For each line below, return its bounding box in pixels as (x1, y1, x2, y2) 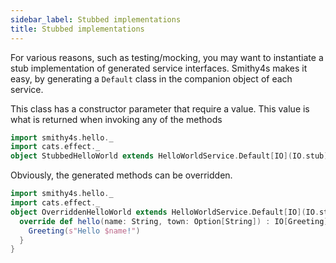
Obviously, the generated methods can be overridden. (10, 169, 233, 181)
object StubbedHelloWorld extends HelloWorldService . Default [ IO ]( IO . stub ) (10, 151, 329, 161)
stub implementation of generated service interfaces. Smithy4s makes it (10, 62, 308, 74)
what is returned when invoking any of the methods (10, 113, 223, 125)
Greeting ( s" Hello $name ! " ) (28, 226, 141, 236)
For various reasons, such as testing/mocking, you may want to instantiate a (10, 51, 324, 63)
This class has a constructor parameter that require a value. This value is (10, 102, 310, 115)
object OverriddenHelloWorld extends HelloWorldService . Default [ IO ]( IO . (10, 207, 320, 217)
